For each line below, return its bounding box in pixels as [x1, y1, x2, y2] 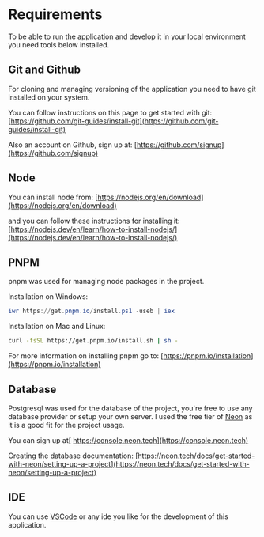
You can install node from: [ [8, 192, 98, 202]
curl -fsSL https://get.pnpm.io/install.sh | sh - [8, 337, 179, 345]
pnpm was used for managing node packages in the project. [8, 277, 205, 286]
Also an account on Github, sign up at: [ [8, 140, 138, 149]
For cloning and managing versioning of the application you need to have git [8, 84, 256, 93]
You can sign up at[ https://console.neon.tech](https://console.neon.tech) [8, 435, 249, 444]
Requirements [8, 6, 103, 24]
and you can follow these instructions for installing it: [8, 216, 180, 225]
